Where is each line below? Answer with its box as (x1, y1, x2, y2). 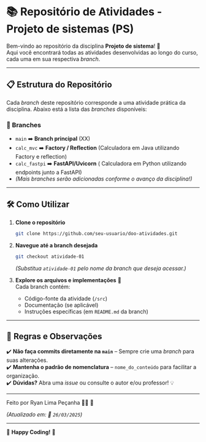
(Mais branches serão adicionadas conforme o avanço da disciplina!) (15, 175, 193, 182)
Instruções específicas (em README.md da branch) (24, 307, 149, 315)
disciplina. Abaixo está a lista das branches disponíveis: (6, 105, 147, 113)
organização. (6, 372, 40, 380)
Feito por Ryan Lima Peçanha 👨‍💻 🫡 (6, 399, 94, 406)
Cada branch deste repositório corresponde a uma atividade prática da (6, 99, 186, 106)
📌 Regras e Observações (6, 331, 102, 342)
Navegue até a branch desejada (15, 241, 98, 249)
